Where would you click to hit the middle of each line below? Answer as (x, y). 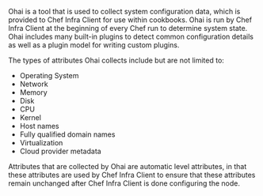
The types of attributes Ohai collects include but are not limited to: (116, 60)
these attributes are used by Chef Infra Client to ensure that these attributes (132, 175)
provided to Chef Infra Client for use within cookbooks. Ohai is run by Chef (130, 20)
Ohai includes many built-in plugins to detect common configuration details (131, 36)
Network (34, 84)
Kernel (30, 117)
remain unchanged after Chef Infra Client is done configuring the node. (124, 183)
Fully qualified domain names (67, 134)
